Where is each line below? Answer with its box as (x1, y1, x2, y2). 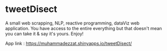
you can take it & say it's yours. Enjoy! (5, 30, 84, 36)
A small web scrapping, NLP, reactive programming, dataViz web (5, 20, 140, 26)
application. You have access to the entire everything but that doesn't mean (5, 25, 162, 31)
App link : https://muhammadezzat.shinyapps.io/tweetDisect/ (5, 40, 132, 46)
